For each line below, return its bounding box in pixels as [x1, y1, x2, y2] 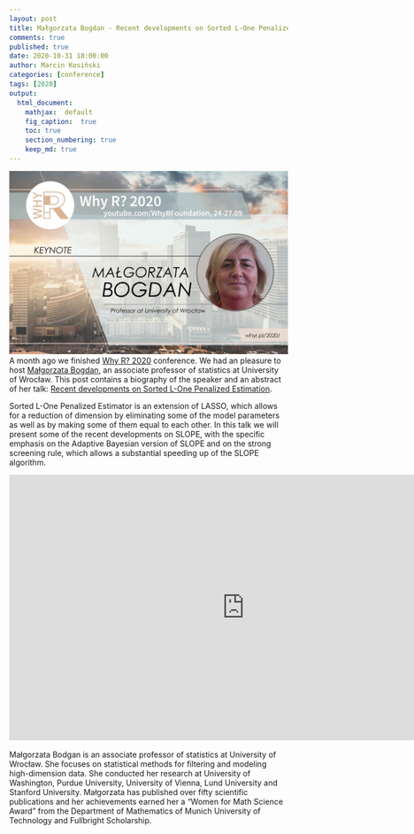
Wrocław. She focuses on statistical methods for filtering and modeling [9, 759, 267, 769]
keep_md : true [25, 145, 77, 154]
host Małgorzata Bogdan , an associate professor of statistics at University [9, 365, 279, 375]
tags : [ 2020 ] [9, 80, 57, 89]
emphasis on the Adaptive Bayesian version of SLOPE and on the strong [9, 438, 272, 449]
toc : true [25, 127, 62, 135]
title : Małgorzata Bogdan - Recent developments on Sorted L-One [9, 23, 255, 33]
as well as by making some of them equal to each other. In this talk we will [9, 420, 279, 430]
